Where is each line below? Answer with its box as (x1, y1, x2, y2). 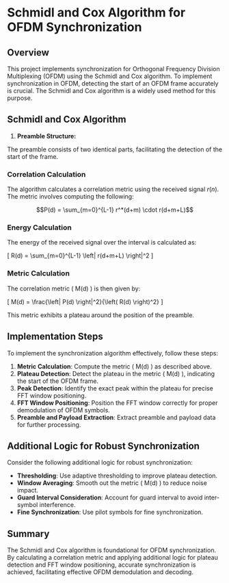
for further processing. (16, 420, 81, 429)
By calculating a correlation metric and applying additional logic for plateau (7, 554, 219, 562)
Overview (7, 47, 50, 58)
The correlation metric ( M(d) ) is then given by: (7, 284, 141, 293)
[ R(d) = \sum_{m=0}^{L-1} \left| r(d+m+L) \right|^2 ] (7, 251, 154, 260)
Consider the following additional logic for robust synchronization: (7, 458, 193, 467)
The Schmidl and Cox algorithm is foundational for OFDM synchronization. (7, 546, 217, 554)
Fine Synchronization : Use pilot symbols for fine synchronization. (16, 508, 204, 517)
